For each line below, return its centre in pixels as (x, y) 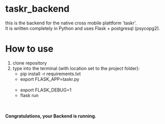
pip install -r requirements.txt (50, 74)
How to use (29, 49)
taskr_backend (37, 9)
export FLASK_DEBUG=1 (46, 90)
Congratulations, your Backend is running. (51, 116)
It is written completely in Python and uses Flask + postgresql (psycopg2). (83, 28)
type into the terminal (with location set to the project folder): (76, 68)
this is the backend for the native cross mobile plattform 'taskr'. (71, 23)
